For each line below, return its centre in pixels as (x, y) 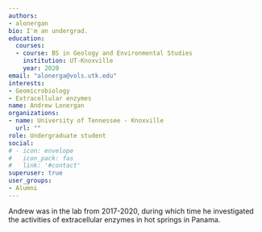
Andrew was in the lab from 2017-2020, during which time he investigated (131, 211)
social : (21, 143)
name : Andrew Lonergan (46, 106)
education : (27, 38)
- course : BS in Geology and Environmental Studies (104, 53)
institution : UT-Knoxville (68, 61)
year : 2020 (41, 68)
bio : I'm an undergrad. (48, 31)
